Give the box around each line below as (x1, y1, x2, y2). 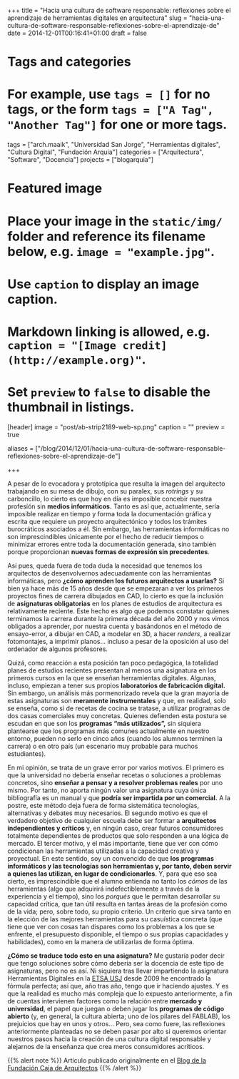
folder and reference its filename (7, 228, 205, 245)
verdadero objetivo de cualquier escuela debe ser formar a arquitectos (7, 816, 217, 824)
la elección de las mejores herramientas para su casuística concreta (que (7, 914, 223, 923)
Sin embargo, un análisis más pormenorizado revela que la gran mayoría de (7, 688, 230, 697)
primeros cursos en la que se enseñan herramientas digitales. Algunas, (7, 673, 216, 682)
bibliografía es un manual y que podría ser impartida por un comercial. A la (7, 793, 230, 802)
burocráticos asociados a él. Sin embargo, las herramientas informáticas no (7, 524, 230, 533)
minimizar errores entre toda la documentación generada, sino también (7, 540, 216, 548)
